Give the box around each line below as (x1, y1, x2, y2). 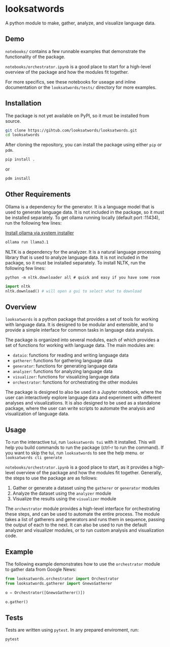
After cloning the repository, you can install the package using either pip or (5, 142, 162, 148)
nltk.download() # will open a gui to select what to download (5, 288, 142, 293)
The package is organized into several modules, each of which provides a (5, 337, 160, 343)
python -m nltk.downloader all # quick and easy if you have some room (5, 275, 160, 280)
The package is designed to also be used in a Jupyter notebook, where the (5, 389, 162, 395)
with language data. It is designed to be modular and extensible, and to (5, 321, 154, 328)
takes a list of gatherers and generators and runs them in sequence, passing (5, 517, 165, 523)
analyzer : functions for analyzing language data (12, 368, 113, 374)
